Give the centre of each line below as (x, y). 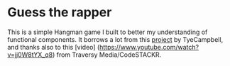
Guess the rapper (60, 12)
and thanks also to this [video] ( (54, 47)
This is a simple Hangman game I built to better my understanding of (108, 32)
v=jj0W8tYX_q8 (30, 55)
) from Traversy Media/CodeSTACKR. (107, 55)
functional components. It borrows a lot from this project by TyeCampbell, (115, 39)
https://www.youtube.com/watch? (149, 47)
